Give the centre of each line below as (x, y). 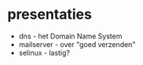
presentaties (49, 14)
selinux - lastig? (44, 52)
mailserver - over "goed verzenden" (77, 44)
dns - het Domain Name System (70, 36)
